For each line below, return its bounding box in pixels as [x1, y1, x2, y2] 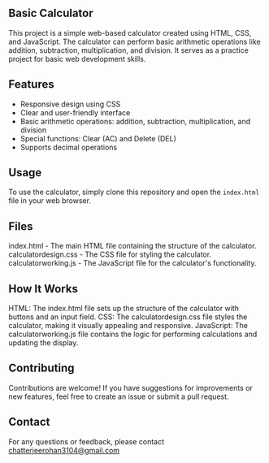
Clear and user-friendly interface [20, 107, 131, 117]
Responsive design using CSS [20, 99, 121, 109]
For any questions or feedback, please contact [8, 436, 165, 446]
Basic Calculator [8, 6, 93, 20]
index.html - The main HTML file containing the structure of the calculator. [8, 241, 257, 251]
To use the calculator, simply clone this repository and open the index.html [8, 187, 260, 197]
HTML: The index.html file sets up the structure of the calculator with [8, 304, 240, 314]
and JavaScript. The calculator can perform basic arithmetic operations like [8, 37, 262, 46]
